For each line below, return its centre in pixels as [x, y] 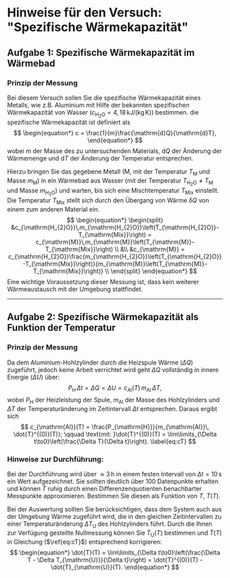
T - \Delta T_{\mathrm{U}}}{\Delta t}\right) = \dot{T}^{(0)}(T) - [115, 560]
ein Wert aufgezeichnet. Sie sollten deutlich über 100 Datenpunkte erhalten [113, 481]
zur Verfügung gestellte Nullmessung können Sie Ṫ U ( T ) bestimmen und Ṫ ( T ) [115, 534]
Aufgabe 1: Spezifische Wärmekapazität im [101, 53]
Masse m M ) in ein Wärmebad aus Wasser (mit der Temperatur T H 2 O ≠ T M [110, 182]
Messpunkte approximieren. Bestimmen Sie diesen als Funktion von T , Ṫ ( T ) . [114, 496]
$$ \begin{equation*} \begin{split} [115, 220]
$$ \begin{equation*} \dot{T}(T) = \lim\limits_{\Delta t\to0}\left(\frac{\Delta [115, 553]
